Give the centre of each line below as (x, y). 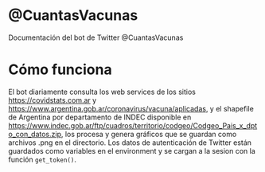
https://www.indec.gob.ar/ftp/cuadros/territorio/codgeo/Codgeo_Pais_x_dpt (133, 125)
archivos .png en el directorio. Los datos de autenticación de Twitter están (130, 143)
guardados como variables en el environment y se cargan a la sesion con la (132, 150)
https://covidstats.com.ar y (53, 100)
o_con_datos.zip (35, 134)
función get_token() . (43, 159)
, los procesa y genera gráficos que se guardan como (149, 134)
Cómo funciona (60, 70)
